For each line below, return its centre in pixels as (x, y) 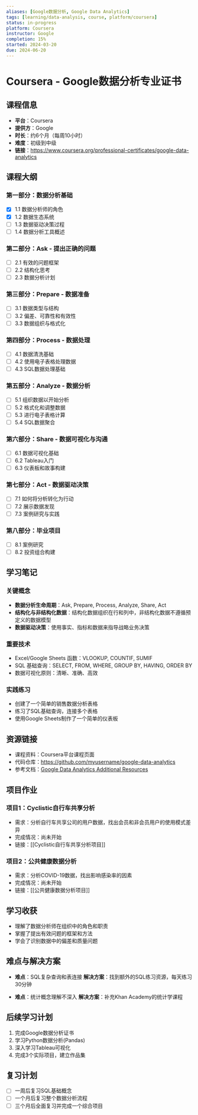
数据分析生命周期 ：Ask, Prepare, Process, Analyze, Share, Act (90, 605)
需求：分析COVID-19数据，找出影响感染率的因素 (73, 875)
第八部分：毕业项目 (33, 530)
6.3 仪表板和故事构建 (40, 468)
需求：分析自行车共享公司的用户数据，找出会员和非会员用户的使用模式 (100, 822)
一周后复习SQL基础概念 (43, 1091)
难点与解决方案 (33, 961)
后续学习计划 (30, 1017)
